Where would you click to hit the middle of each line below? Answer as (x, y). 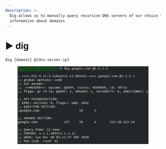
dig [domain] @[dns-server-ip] (37, 60)
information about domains (37, 21)
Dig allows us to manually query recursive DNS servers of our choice (84, 16)
